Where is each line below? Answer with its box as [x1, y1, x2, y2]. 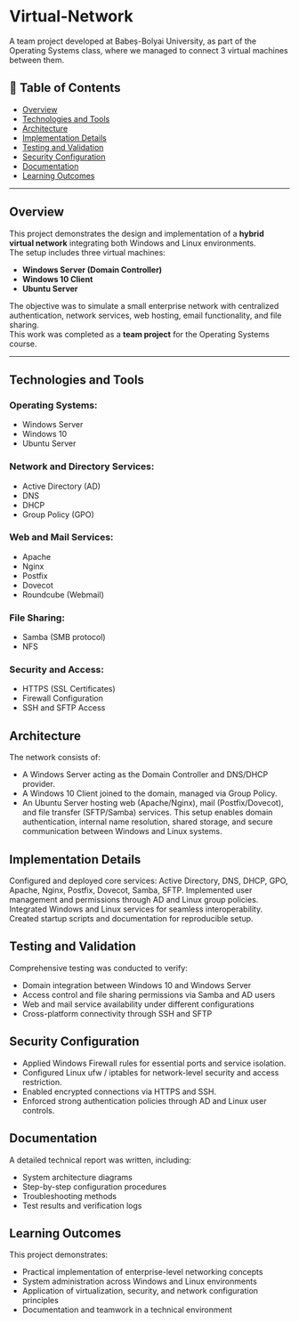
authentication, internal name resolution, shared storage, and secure [21, 816, 273, 827]
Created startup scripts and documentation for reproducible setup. [9, 913, 254, 924]
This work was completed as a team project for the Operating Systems [9, 328, 270, 339]
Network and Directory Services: [9, 460, 155, 473]
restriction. [21, 1076, 62, 1087]
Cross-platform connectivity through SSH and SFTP [21, 1008, 213, 1018]
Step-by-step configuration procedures [21, 1181, 167, 1192]
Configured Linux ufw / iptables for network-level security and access [21, 1067, 279, 1078]
